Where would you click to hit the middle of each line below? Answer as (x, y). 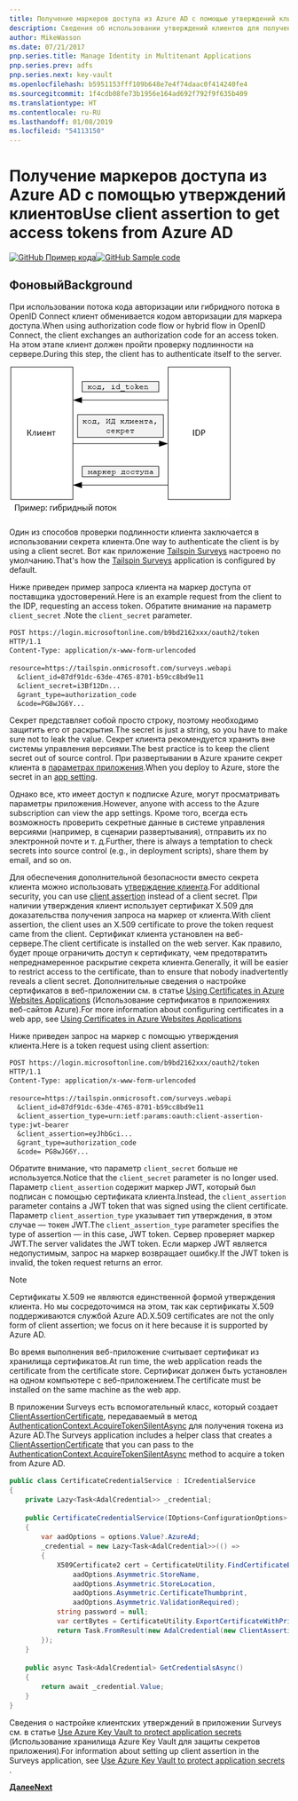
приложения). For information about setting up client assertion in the (134, 1750)
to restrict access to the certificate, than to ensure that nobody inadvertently (149, 972)
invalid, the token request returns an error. (86, 1262)
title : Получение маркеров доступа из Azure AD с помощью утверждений (142, 19)
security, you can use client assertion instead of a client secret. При (133, 896)
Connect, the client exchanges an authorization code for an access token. (144, 335)
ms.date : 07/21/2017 (47, 47)
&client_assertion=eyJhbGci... (75, 1134)
